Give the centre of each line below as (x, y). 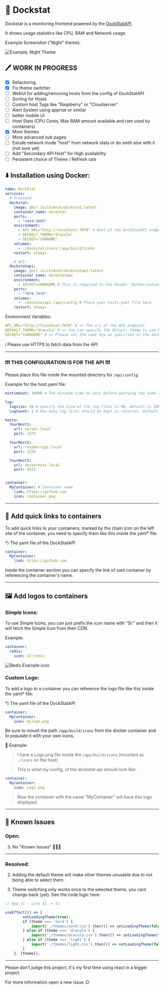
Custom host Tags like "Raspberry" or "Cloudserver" (65, 104)
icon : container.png (35, 496)
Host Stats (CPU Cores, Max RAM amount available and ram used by (81, 121)
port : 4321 (25, 470)
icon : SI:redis (29, 656)
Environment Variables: (28, 317)
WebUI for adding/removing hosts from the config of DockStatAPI (78, 93)
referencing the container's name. (39, 576)
